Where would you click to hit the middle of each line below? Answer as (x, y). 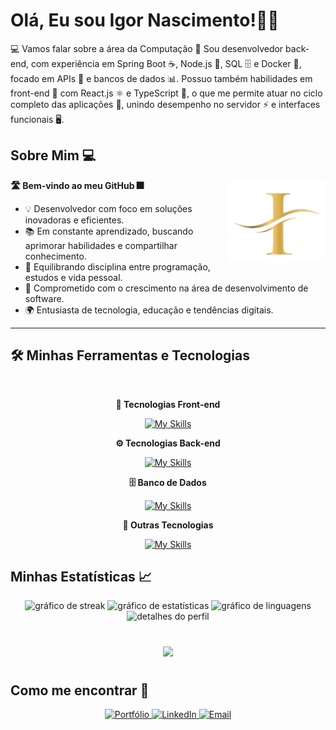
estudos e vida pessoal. (73, 277)
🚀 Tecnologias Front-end (168, 404)
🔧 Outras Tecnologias (168, 525)
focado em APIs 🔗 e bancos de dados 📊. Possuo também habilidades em (161, 78)
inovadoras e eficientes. (74, 220)
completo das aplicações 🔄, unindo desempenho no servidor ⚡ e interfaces (165, 104)
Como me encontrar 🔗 (80, 690)
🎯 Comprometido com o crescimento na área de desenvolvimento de (166, 288)
